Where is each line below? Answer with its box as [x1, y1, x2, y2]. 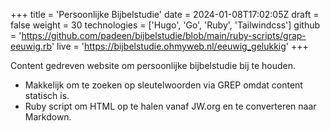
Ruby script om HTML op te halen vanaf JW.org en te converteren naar [24, 100, 317, 112]
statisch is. [24, 90, 70, 101]
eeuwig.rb [10, 40, 52, 52]
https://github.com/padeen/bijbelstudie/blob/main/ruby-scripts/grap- [21, 30, 307, 41]
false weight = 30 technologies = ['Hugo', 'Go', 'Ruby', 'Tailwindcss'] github [10, 19, 321, 31]
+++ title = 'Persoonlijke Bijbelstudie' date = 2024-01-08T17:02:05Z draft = [10, 9, 320, 20]
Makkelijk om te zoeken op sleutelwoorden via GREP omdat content [24, 79, 303, 91]
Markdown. [24, 111, 72, 123]
